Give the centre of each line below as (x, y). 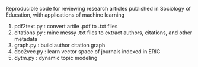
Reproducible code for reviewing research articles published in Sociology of (98, 9)
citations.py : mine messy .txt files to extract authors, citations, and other (103, 33)
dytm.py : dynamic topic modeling (56, 58)
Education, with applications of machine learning (65, 15)
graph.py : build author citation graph (60, 45)
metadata (26, 39)
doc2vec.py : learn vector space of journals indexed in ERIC (87, 52)
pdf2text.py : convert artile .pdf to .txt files (66, 26)
